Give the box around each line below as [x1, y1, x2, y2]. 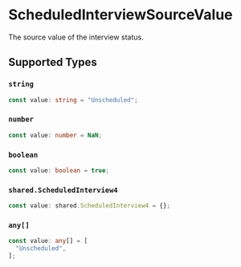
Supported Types [8, 55, 98, 69]
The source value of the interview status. [8, 32, 145, 42]
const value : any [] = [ [8, 237, 88, 245]
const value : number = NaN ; [8, 131, 103, 139]
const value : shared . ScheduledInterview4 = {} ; [8, 202, 171, 210]
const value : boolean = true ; [8, 166, 110, 175]
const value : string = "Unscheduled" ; [8, 96, 138, 104]
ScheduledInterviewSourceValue [8, 6, 233, 24]
